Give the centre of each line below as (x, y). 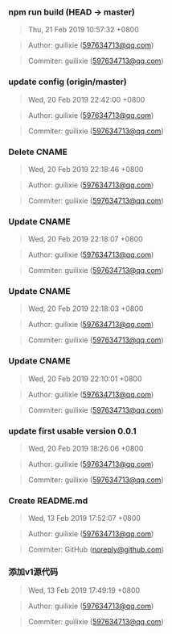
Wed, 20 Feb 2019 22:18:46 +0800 (86, 169)
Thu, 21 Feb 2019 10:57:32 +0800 (83, 30)
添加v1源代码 (33, 572)
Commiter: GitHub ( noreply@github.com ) (96, 550)
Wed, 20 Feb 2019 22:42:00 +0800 (86, 99)
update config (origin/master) (68, 82)
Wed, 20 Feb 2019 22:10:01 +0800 (85, 379)
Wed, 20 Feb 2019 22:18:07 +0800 (85, 239)
